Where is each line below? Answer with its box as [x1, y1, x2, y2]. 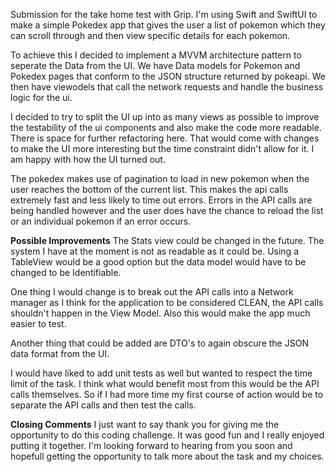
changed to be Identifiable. [10, 267, 122, 278]
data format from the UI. [10, 348, 110, 359]
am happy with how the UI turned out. [10, 154, 166, 165]
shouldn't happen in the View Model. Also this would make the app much [10, 307, 311, 319]
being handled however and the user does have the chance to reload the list [10, 205, 324, 216]
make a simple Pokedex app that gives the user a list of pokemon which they [10, 19, 326, 31]
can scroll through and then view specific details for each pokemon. [10, 30, 291, 41]
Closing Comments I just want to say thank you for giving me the [10, 419, 280, 430]
